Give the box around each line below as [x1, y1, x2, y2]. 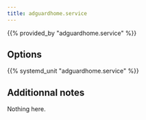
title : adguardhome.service [7, 10, 88, 17]
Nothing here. [7, 105, 46, 113]
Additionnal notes [7, 86, 85, 98]
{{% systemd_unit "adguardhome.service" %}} [7, 67, 139, 75]
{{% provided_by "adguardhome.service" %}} [7, 29, 137, 37]
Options [7, 49, 42, 60]
